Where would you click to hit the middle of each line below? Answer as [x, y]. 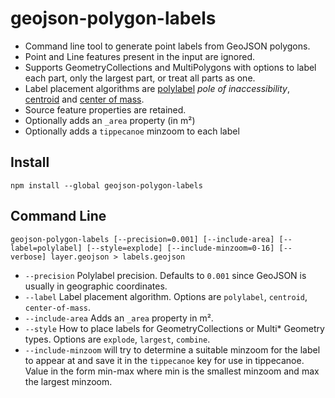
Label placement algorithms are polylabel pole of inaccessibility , [157, 88]
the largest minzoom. [68, 381]
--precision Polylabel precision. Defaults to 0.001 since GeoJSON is [165, 275]
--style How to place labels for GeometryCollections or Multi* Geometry [174, 328]
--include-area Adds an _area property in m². [119, 318]
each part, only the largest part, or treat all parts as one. [140, 78]
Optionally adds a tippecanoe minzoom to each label [132, 131]
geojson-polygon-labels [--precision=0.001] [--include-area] [142, 239]
